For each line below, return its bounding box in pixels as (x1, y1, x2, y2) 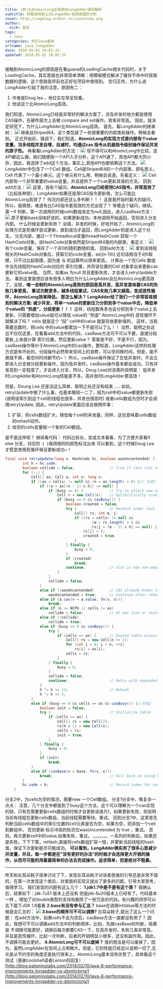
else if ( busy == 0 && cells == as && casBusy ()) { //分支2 (31, 701, 152, 706)
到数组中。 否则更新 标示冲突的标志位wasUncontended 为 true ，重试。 (5, 827, 148, 833)
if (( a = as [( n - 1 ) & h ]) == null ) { (39, 484, 118, 488)
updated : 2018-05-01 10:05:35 (5, 52, 66, 57)
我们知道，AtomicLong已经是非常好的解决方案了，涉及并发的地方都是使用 (5, 112, 153, 117)
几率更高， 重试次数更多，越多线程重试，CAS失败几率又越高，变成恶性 (9, 288, 151, 294)
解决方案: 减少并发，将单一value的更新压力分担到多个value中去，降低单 (13, 300, 158, 306)
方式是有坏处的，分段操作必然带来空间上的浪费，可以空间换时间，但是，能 (5, 349, 154, 355)
